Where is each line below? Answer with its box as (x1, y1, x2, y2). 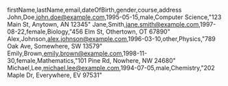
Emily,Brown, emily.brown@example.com (7, 49, 122, 57)
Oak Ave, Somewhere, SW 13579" (7, 42, 103, 50)
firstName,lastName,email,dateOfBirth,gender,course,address (7, 6, 182, 14)
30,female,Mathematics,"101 (7, 57, 87, 64)
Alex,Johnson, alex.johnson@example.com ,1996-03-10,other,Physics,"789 (7, 35, 216, 43)
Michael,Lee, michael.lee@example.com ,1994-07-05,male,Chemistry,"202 (7, 64, 215, 72)
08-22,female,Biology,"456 (7, 27, 84, 35)
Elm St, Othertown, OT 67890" (84, 27, 170, 35)
